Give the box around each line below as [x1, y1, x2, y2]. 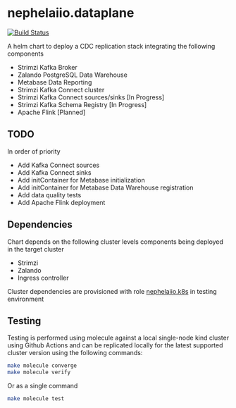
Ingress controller [17, 273, 69, 282]
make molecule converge [7, 362, 77, 369]
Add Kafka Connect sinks [17, 168, 92, 177]
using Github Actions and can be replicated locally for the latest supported [7, 341, 223, 350]
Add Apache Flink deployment [17, 198, 106, 206]
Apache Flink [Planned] [17, 108, 86, 116]
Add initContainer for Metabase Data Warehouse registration [17, 183, 194, 192]
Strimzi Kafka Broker [17, 63, 77, 71]
